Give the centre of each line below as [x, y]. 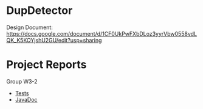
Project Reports [46, 65]
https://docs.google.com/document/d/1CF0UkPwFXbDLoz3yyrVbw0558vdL [102, 33]
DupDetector [40, 11]
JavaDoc [26, 99]
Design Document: [29, 27]
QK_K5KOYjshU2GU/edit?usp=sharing [54, 40]
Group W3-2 [22, 81]
